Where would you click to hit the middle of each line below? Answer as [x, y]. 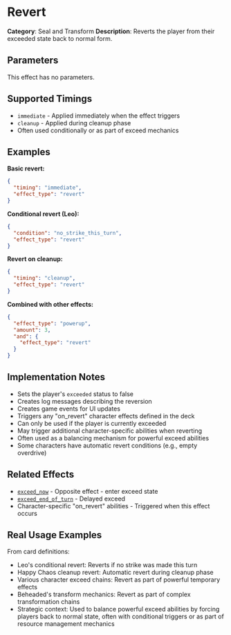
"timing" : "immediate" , [47, 188]
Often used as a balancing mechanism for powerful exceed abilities [113, 438]
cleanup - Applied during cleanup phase [74, 123]
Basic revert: [26, 169]
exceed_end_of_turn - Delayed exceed [71, 499]
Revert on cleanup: [35, 259]
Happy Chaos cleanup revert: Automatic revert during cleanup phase [115, 573]
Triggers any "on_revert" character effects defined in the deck [106, 415]
